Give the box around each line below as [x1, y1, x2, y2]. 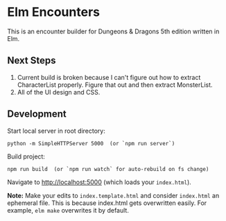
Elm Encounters [7, 4, 101, 20]
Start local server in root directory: [7, 126, 105, 135]
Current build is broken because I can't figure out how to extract [17, 73, 201, 81]
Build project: [7, 152, 45, 161]
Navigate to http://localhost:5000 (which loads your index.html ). [7, 178, 192, 186]
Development [7, 108, 67, 120]
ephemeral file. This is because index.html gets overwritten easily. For [7, 199, 207, 207]
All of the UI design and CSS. [17, 88, 101, 96]
